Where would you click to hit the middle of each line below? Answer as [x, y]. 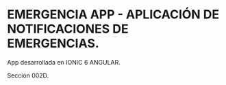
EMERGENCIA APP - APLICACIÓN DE [113, 15]
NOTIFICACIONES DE [68, 29]
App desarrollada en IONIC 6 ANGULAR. [64, 62]
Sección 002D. [28, 75]
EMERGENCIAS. [53, 44]
